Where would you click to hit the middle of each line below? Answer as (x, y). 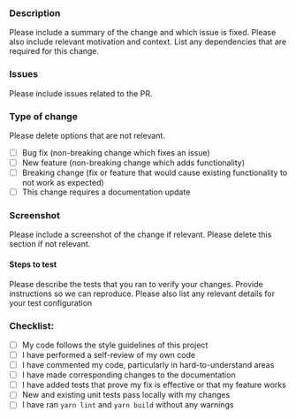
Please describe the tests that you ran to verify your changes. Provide (136, 284)
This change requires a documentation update (106, 192)
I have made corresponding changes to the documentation (129, 375)
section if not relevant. (50, 244)
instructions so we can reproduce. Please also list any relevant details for (142, 293)
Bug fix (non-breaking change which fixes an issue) (116, 152)
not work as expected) (63, 183)
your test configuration (51, 302)
